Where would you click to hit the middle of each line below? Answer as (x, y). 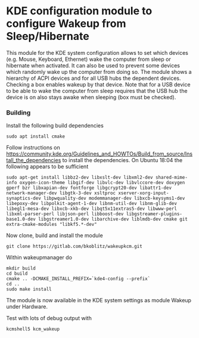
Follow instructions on (33, 148)
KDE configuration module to (79, 11)
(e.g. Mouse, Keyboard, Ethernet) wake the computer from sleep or (88, 59)
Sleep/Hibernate (48, 36)
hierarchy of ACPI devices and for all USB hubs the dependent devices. (94, 78)
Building (18, 113)
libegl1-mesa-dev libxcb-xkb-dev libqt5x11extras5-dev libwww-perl (92, 209)
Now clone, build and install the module (55, 235)
